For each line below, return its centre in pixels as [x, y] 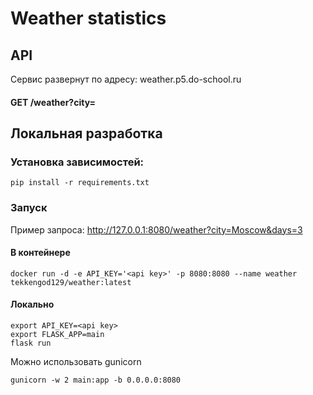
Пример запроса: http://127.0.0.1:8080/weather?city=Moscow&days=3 [156, 229]
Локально [32, 304]
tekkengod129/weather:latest [71, 282]
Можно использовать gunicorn [76, 361]
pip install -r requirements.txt [80, 183]
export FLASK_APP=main [57, 334]
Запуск [29, 208]
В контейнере [40, 253]
